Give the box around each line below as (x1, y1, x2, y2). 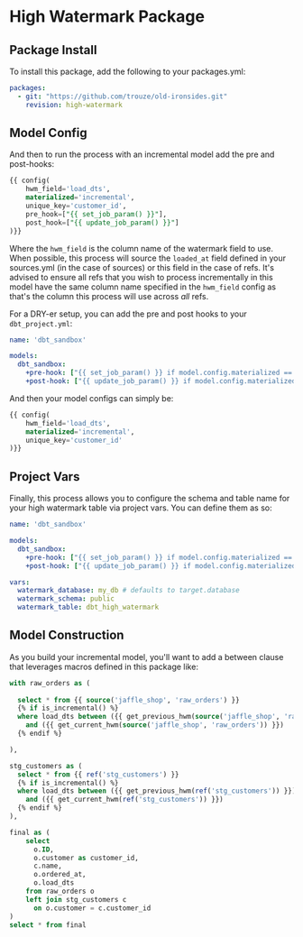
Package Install (9, 42, 97, 58)
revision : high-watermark (25, 100, 124, 109)
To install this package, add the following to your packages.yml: (9, 66, 246, 77)
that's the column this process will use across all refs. (9, 290, 209, 301)
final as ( (9, 828, 50, 837)
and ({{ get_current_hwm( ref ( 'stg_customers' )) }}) (25, 795, 224, 804)
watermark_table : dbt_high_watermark (17, 602, 160, 612)
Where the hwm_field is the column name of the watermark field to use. (9, 243, 273, 253)
